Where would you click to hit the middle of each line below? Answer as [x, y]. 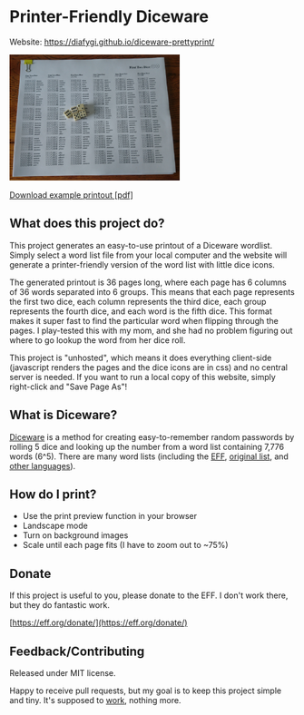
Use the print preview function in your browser [110, 516]
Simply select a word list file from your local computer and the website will [148, 255]
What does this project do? [87, 224]
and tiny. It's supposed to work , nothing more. [95, 700]
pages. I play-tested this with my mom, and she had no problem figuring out [151, 330]
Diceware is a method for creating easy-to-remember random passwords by [152, 436]
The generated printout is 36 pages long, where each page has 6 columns [148, 282]
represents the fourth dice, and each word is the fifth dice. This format [141, 311]
